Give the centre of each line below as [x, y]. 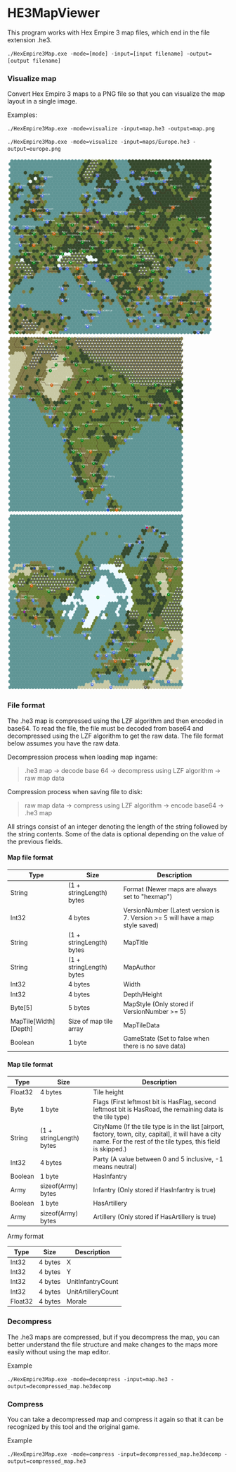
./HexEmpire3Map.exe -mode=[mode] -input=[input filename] [96, 54]
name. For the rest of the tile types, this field [157, 1142]
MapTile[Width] [33, 1021]
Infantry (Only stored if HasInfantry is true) [155, 1189]
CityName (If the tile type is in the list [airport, [159, 1127]
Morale [77, 1301]
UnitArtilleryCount [92, 1292]
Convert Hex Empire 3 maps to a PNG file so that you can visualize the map [116, 94]
